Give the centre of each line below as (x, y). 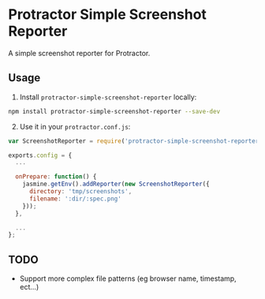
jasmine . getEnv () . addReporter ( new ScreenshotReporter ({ (116, 184)
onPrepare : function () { (56, 177)
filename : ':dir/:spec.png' (75, 199)
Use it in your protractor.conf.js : (75, 126)
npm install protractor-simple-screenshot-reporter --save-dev (114, 111)
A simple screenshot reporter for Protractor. (79, 53)
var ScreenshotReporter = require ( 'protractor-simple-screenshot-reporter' (135, 141)
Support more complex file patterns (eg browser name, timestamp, (128, 278)
